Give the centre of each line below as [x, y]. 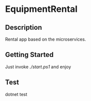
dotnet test [16, 94]
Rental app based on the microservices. [46, 39]
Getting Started [29, 55]
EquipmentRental [41, 9]
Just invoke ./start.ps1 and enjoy [38, 67]
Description [23, 27]
